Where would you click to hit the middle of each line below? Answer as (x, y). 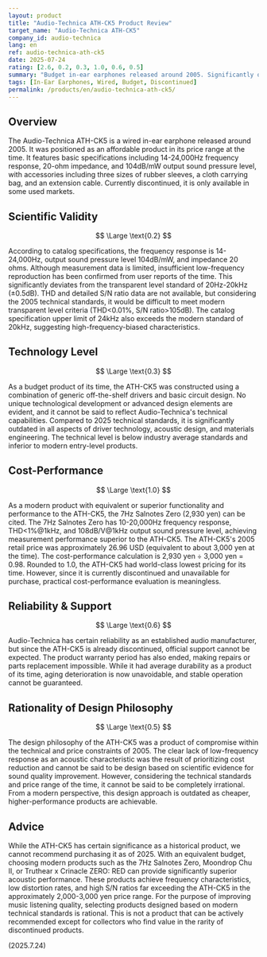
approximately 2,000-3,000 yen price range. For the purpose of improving (130, 897)
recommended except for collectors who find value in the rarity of (116, 922)
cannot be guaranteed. (46, 683)
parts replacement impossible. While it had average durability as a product (130, 666)
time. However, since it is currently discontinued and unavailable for (119, 572)
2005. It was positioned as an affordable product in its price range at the (126, 149)
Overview (33, 121)
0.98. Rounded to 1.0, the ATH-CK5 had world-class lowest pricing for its (127, 564)
